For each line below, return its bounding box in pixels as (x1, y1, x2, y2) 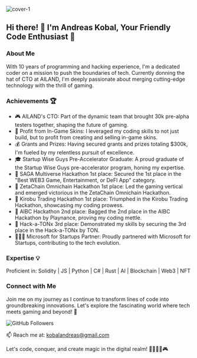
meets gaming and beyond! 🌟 (6, 308, 78, 315)
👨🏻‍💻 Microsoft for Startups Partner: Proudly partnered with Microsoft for (14, 233, 191, 240)
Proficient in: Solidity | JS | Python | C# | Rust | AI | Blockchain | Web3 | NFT (6, 267, 191, 274)
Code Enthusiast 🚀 (6, 32, 75, 42)
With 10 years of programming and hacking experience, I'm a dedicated (6, 63, 180, 70)
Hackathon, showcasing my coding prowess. (14, 201, 124, 209)
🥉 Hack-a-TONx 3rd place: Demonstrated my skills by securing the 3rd (14, 220, 187, 227)
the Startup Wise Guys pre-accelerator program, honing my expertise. (14, 164, 185, 171)
